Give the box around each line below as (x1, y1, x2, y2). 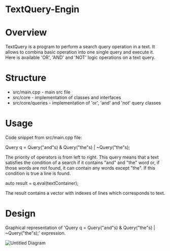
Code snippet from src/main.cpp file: (5, 135, 82, 140)
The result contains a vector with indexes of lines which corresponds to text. (5, 190, 165, 196)
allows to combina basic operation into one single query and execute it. (5, 49, 154, 55)
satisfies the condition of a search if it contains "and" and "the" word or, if (5, 160, 160, 166)
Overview (5, 27, 47, 39)
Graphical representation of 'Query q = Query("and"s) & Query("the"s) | (5, 225, 156, 231)
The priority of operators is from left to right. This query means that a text (5, 154, 159, 160)
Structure (5, 72, 47, 84)
